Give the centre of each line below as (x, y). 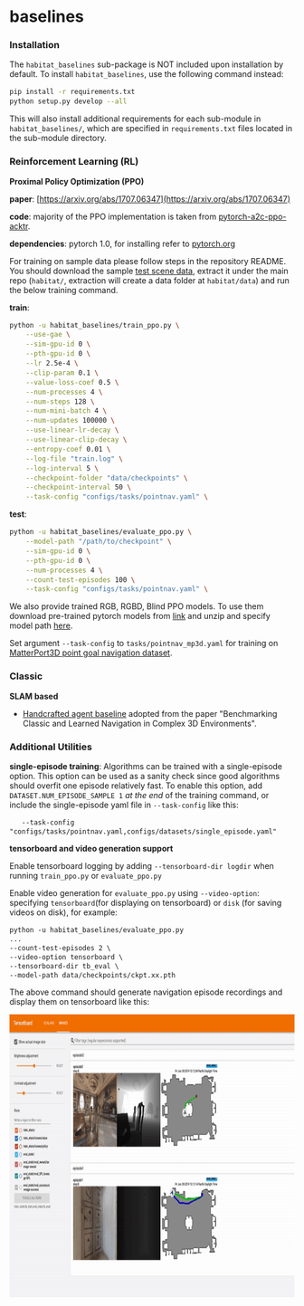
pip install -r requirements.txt (72, 92)
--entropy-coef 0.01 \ (68, 449)
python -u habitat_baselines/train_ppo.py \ (95, 325)
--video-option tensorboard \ (66, 957)
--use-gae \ (48, 335)
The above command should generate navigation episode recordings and (146, 992)
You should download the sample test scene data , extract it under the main (149, 271)
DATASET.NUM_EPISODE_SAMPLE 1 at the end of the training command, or (139, 795)
